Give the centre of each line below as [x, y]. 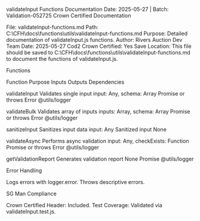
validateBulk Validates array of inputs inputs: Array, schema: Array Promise [98, 111]
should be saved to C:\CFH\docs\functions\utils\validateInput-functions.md [99, 53]
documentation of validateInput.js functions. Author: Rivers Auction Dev [94, 40]
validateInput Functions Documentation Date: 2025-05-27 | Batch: [87, 9]
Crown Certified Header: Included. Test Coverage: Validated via [84, 205]
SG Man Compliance [31, 194]
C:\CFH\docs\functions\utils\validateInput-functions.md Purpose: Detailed [97, 33]
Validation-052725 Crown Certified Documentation [69, 16]
